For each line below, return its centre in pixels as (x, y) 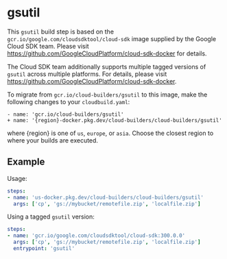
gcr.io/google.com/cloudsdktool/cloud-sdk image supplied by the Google (112, 38)
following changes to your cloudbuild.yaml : (69, 101)
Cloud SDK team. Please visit (48, 46)
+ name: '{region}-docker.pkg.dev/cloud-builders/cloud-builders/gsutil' (115, 120)
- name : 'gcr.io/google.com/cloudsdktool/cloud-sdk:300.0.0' (96, 236)
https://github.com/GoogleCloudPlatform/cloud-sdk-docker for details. (107, 53)
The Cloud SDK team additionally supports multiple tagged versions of (107, 66)
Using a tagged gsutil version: (51, 217)
